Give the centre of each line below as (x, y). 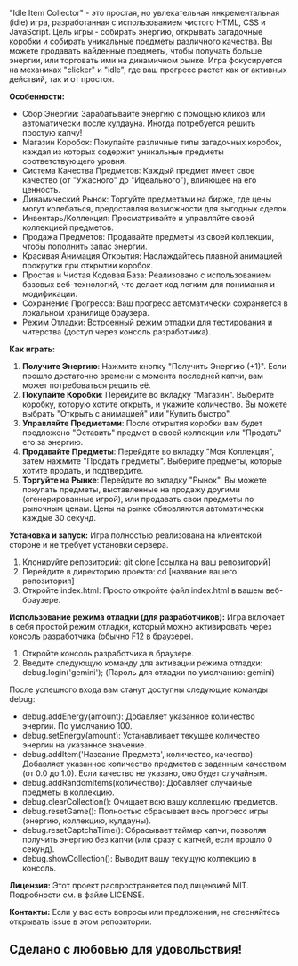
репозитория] (48, 581)
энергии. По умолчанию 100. (77, 726)
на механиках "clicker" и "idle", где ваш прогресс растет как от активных (148, 70)
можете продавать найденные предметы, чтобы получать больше (136, 51)
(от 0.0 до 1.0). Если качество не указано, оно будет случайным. (145, 773)
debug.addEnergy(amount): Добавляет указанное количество (138, 716)
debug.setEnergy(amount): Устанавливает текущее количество (141, 735)
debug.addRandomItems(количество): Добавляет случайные (137, 783)
